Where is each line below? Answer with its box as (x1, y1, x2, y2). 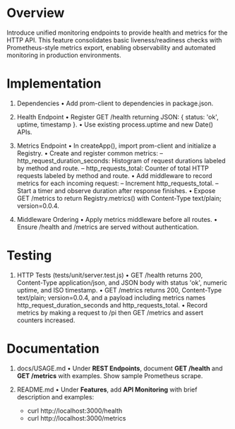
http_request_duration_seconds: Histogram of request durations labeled (16, 156, 227, 165)
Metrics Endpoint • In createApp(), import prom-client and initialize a (16, 141, 217, 150)
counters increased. (16, 316, 76, 324)
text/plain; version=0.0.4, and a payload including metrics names (16, 293, 206, 302)
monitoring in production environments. (6, 51, 121, 59)
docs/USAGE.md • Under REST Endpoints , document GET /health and (16, 364, 223, 372)
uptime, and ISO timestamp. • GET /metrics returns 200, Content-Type (16, 286, 222, 294)
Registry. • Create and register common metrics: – (16, 148, 163, 157)
